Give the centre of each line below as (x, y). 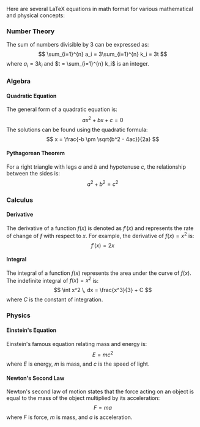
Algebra (18, 81)
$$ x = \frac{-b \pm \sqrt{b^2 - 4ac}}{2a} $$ (103, 139)
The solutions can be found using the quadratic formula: (77, 129)
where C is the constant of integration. (55, 299)
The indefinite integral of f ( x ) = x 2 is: (53, 280)
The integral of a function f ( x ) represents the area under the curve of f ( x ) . (99, 273)
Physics (18, 315)
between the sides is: (33, 174)
